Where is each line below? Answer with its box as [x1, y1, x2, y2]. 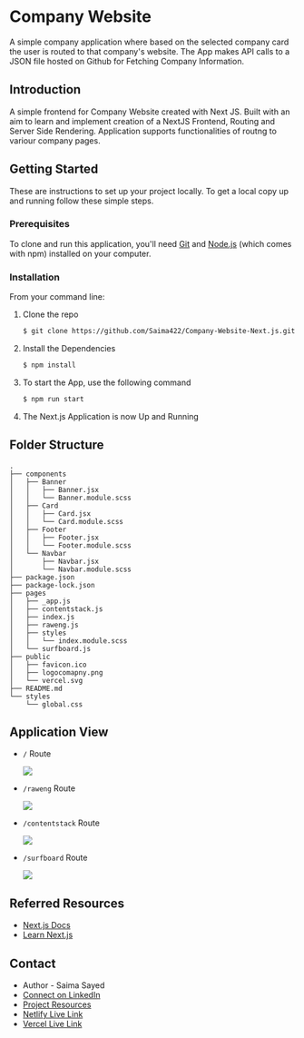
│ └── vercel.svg [9, 676, 83, 685]
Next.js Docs [22, 920, 71, 931]
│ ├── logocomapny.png [9, 667, 103, 677]
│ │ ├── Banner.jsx [9, 485, 100, 494]
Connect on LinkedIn [22, 990, 101, 1001]
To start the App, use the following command [22, 377, 191, 388]
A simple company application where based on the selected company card [9, 36, 289, 47]
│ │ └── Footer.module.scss [9, 540, 132, 550]
